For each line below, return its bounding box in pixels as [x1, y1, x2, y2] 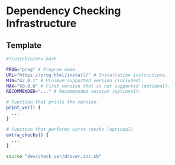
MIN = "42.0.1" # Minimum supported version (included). [6, 77, 144, 83]
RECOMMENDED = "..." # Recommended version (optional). [6, 89, 142, 95]
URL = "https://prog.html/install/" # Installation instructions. [6, 72, 168, 78]
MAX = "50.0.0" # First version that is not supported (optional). [6, 83, 170, 89]
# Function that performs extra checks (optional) [6, 126, 134, 132]
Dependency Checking [6, 4, 121, 18]
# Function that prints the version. [6, 99, 99, 105]
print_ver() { [6, 105, 41, 111]
